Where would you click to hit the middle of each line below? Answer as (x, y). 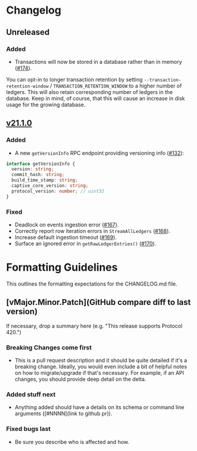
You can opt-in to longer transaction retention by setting (75, 79)
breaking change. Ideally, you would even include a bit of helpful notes (101, 366)
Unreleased (28, 32)
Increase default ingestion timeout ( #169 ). (66, 237)
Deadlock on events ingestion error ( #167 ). (67, 225)
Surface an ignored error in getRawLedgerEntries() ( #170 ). (85, 244)
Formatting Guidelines (62, 267)
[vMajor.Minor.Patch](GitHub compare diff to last (98, 302)
